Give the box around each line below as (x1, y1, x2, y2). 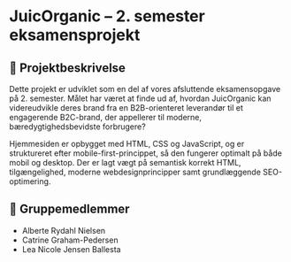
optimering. (9, 176, 51, 187)
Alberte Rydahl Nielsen (21, 225, 106, 235)
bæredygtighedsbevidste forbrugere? (9, 121, 146, 132)
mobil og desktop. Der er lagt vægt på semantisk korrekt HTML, (9, 158, 241, 167)
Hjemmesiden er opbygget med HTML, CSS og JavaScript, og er (9, 139, 245, 149)
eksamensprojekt (9, 25, 141, 45)
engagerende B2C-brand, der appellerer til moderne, (9, 112, 202, 122)
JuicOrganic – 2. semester (9, 6, 205, 27)
